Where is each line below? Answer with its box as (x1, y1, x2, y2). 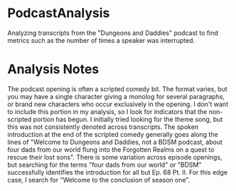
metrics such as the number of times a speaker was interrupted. (7, 36, 195, 44)
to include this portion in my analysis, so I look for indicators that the (7, 107, 208, 115)
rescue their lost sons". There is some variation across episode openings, (7, 153, 222, 161)
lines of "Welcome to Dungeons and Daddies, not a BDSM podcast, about (7, 138, 222, 146)
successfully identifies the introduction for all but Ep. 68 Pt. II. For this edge (7, 167, 228, 176)
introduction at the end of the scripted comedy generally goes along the (7, 130, 218, 138)
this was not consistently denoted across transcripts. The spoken (7, 123, 199, 131)
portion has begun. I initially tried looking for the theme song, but (33, 115, 223, 123)
